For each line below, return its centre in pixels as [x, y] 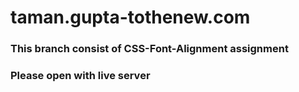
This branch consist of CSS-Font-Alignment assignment [149, 49]
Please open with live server [80, 76]
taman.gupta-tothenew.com [130, 17]
